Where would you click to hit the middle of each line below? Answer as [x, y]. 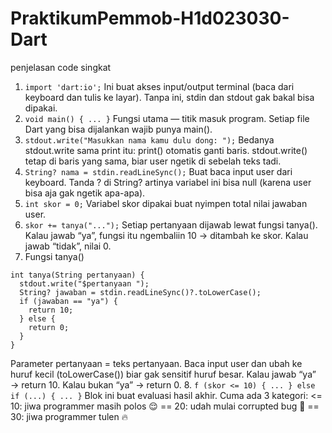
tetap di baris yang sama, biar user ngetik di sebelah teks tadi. [153, 161]
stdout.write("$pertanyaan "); [84, 283]
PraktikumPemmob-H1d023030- [150, 18]
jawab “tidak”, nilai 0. [68, 246]
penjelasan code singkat [61, 67]
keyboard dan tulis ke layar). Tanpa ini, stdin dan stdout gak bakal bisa [169, 97]
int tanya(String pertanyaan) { [77, 275]
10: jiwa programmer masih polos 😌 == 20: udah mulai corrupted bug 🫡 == [165, 406]
